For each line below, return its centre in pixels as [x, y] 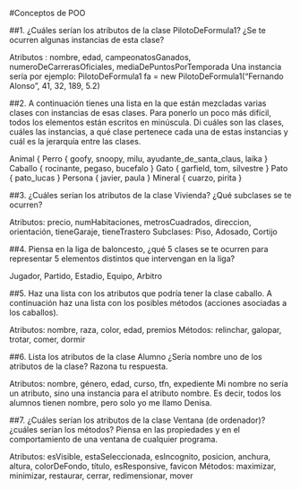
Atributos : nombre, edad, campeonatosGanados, [100, 57]
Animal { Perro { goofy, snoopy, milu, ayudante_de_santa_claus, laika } [139, 159]
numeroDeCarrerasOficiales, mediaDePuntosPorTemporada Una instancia [146, 67]
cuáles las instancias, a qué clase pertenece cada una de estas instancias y [149, 132]
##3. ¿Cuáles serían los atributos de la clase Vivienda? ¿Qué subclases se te [150, 195]
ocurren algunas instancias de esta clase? [87, 40]
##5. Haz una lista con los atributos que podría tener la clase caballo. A [141, 293]
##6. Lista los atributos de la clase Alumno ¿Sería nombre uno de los [136, 357]
